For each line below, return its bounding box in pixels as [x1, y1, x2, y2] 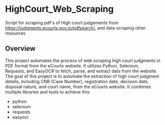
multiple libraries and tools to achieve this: [5, 89, 91, 94]
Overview [5, 44, 36, 53]
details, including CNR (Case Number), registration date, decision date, [5, 78, 149, 84]
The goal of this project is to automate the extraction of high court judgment [5, 73, 159, 79]
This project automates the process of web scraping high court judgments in [5, 58, 161, 63]
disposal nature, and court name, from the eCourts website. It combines [5, 84, 151, 90]
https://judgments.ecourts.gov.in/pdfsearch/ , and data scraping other [5, 25, 146, 31]
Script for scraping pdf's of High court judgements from [5, 20, 119, 26]
